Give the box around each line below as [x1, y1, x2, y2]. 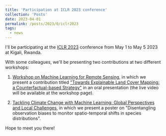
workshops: [5, 64, 29, 70]
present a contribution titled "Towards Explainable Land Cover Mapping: [12, 79, 160, 85]
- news [9, 30, 23, 35]
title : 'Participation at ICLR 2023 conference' [5, 7, 108, 12]
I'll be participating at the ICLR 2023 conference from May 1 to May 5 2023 [5, 44, 158, 50]
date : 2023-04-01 [5, 16, 41, 21]
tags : [5, 26, 16, 31]
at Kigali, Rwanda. [5, 49, 42, 55]
